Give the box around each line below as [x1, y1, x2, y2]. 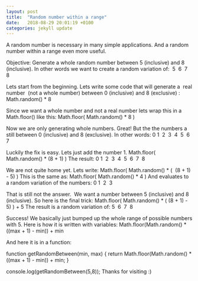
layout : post [6, 8, 38, 15]
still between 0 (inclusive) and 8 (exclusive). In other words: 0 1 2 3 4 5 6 [6, 131, 190, 138]
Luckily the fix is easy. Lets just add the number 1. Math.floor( [6, 149, 156, 156]
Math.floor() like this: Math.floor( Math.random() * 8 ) [6, 114, 135, 121]
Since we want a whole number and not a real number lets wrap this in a [6, 107, 182, 114]
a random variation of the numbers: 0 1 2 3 [6, 179, 113, 186]
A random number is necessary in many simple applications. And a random [6, 41, 189, 49]
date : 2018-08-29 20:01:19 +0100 [6, 20, 94, 25]
